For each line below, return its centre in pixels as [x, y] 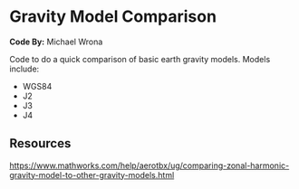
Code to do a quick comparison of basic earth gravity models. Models [140, 59]
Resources [40, 143]
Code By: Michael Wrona [56, 42]
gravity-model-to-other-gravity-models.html [92, 175]
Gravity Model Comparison [113, 17]
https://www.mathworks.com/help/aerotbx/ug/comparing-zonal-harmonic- [149, 165]
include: [24, 69]
